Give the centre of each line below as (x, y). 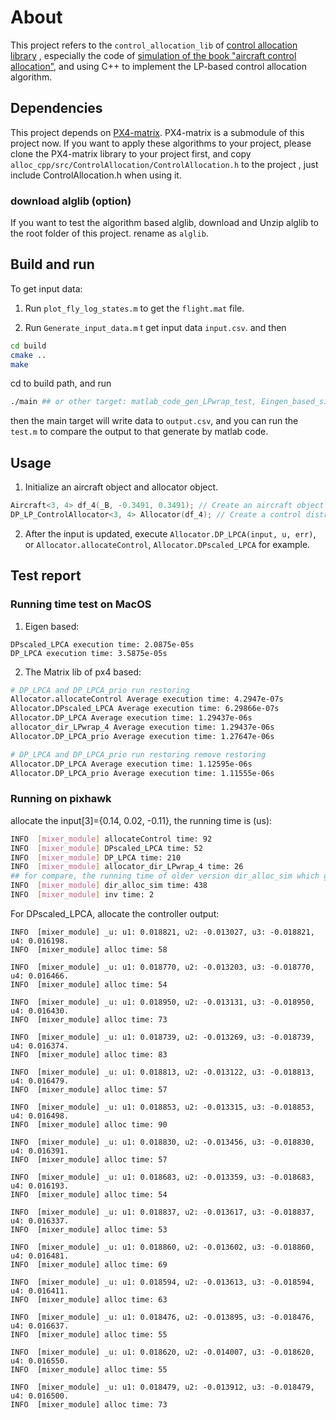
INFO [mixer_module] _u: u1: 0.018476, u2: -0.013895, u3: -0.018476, (162, 1317)
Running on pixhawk (61, 799)
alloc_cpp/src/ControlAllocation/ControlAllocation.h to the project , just (164, 164)
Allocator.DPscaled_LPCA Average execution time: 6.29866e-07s (145, 709)
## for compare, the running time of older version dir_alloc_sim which (165, 876)
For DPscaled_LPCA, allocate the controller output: (115, 913)
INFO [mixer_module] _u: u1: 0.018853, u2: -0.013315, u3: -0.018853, (162, 1107)
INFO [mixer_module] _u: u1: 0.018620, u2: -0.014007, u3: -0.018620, (162, 1352)
